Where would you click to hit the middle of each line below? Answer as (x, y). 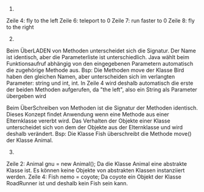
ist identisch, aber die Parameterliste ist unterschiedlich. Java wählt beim (98, 57)
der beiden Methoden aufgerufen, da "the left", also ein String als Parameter (102, 90)
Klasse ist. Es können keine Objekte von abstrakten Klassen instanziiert (96, 170)
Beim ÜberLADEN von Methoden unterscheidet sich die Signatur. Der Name (101, 51)
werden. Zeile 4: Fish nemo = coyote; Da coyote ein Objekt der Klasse (94, 177)
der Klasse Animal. (30, 140)
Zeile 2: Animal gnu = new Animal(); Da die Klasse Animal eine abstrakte (97, 164)
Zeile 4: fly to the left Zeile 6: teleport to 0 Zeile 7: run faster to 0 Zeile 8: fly (100, 20)
